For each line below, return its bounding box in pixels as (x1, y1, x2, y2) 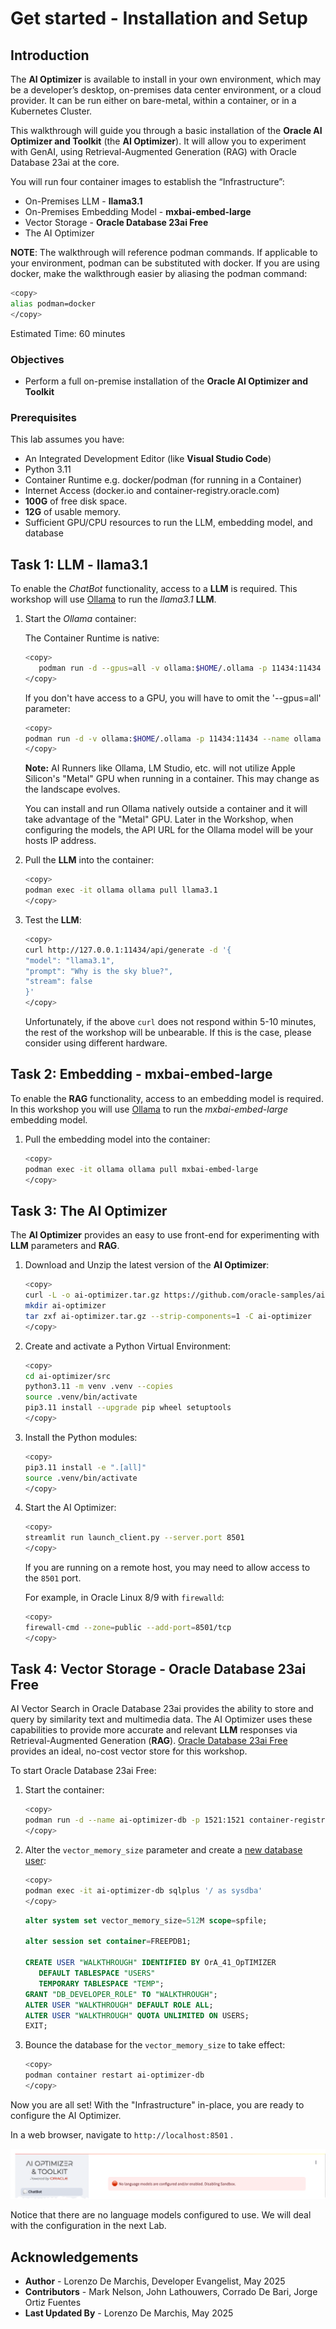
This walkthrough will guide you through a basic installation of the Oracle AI (10, 125, 323, 136)
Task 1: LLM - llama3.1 (10, 556, 148, 573)
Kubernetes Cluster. (10, 105, 93, 117)
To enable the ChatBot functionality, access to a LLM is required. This (10, 583, 298, 595)
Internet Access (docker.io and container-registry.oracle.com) (24, 485, 280, 497)
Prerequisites (10, 410, 77, 424)
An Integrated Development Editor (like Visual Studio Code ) (24, 453, 272, 465)
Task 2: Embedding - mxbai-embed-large (10, 1066, 273, 1083)
